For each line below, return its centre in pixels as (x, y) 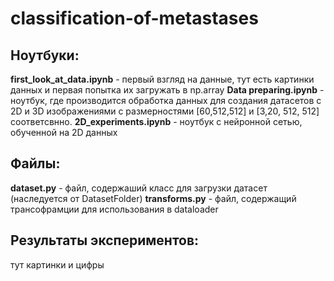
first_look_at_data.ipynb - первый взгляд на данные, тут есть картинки (162, 79)
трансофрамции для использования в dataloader (114, 209)
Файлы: (35, 163)
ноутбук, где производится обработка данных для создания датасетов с (166, 100)
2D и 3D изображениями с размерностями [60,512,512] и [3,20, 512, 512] (165, 111)
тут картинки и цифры (57, 264)
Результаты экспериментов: (105, 240)
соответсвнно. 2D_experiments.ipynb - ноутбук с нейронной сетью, (156, 121)
